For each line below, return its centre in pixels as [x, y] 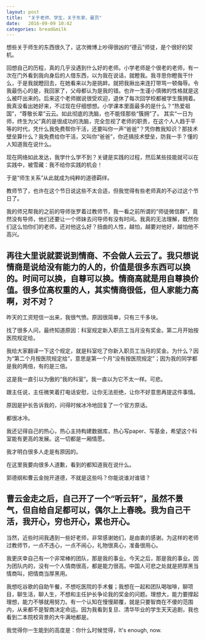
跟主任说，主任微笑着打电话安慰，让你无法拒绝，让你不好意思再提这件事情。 [103, 392]
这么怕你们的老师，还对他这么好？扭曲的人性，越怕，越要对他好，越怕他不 [105, 227]
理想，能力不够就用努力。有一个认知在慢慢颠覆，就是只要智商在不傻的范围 [100, 601]
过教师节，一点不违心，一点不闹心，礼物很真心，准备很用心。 [84, 545]
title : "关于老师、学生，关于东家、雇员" [54, 18]
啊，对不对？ [31, 301]
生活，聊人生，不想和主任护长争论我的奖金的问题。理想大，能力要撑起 [110, 594]
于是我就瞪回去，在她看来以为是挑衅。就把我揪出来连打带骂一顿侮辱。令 [108, 83]
